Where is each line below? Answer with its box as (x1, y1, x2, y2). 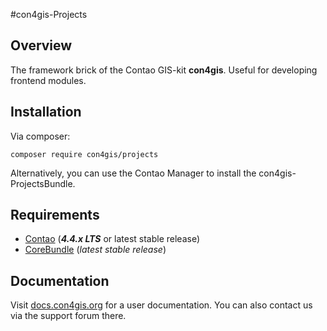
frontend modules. (10, 74, 87, 86)
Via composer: (10, 130, 71, 142)
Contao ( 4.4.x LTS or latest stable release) (24, 233, 201, 245)
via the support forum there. (10, 310, 127, 322)
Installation (10, 104, 82, 121)
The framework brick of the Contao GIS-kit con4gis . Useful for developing (10, 64, 318, 76)
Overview (10, 37, 73, 54)
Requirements (10, 207, 100, 224)
